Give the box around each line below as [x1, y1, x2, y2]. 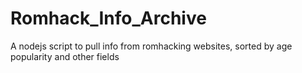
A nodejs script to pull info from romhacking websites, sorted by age [10, 40, 293, 52]
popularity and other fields [10, 50, 120, 62]
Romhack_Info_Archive [10, 7, 207, 30]
